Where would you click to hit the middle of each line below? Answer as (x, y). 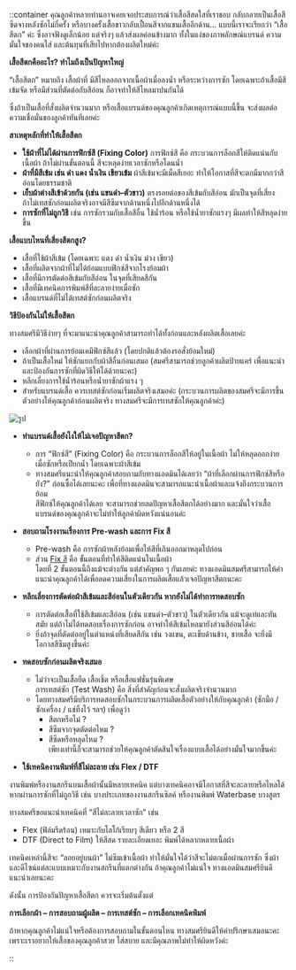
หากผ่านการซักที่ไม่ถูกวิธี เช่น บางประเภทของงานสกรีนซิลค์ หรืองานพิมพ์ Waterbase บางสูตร (145, 794)
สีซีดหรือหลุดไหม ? (76, 739)
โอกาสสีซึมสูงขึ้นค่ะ (62, 644)
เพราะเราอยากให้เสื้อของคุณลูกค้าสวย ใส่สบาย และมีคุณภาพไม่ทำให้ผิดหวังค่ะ (119, 940)
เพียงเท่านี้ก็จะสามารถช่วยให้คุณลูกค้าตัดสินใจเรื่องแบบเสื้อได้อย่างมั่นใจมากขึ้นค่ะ (162, 749)
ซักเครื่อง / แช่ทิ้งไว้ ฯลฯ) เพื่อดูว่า (82, 709)
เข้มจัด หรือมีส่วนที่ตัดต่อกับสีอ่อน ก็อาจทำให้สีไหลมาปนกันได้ (96, 90)
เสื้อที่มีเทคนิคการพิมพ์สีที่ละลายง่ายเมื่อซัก (81, 288)
